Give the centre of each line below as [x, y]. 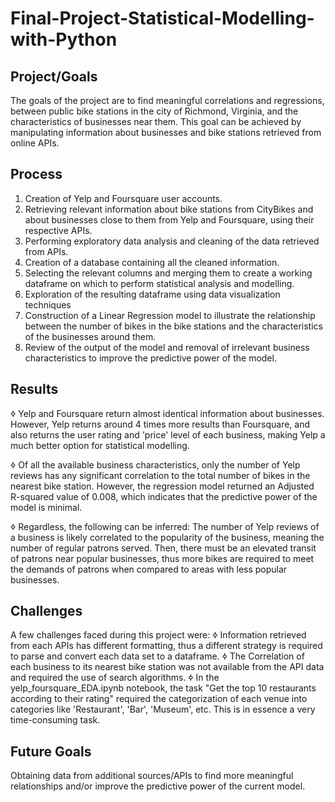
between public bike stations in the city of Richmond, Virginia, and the [154, 111]
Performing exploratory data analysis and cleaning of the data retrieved [172, 241]
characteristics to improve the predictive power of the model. [150, 358]
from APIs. [46, 251]
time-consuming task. [55, 720]
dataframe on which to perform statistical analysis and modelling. [159, 283]
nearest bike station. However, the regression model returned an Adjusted [162, 486]
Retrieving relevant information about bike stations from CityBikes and [169, 209]
